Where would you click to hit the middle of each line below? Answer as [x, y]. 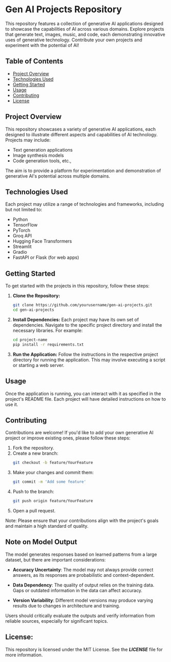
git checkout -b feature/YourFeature [53, 463]
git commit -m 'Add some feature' [49, 482]
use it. [12, 404]
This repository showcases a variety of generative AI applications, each [81, 129]
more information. [24, 655]
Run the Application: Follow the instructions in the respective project [85, 354]
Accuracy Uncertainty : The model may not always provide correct [83, 570]
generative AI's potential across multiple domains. [58, 176]
